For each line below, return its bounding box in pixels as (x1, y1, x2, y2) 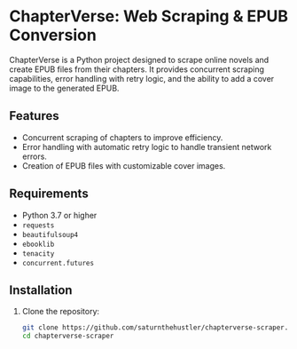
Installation (9, 282, 73, 297)
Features (9, 108, 59, 123)
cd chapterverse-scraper (21, 331, 114, 341)
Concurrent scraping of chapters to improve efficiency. (21, 131, 223, 143)
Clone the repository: (21, 306, 100, 317)
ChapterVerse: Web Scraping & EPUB (9, 6, 289, 27)
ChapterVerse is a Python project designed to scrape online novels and (9, 54, 270, 65)
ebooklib (21, 240, 55, 249)
